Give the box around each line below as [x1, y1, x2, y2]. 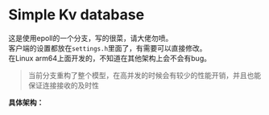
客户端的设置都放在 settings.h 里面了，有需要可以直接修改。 [8, 43, 207, 53]
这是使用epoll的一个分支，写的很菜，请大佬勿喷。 [8, 33, 173, 43]
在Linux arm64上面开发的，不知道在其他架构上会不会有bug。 [8, 53, 212, 63]
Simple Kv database [8, 6, 145, 24]
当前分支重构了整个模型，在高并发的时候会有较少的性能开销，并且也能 [27, 70, 262, 80]
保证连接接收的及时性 [27, 80, 99, 90]
